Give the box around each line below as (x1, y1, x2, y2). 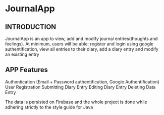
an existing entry (5, 51, 40, 57)
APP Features (5, 66, 48, 74)
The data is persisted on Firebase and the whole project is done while (5, 99, 147, 105)
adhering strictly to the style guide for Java (5, 104, 93, 110)
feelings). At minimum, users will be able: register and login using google (5, 41, 154, 47)
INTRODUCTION (5, 23, 56, 31)
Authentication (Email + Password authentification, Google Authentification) (5, 78, 160, 84)
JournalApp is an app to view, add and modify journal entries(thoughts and (5, 36, 158, 41)
